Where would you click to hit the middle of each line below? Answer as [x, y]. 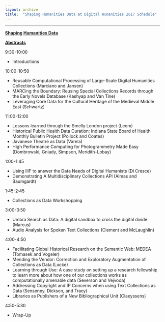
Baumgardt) [24, 181]
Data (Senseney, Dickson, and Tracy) [50, 291]
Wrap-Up [22, 315]
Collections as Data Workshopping [47, 200]
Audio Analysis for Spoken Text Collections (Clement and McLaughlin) [83, 230]
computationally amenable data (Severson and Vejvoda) [69, 280]
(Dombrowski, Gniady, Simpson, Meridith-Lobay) [62, 152]
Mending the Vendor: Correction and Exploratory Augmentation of [79, 259]
